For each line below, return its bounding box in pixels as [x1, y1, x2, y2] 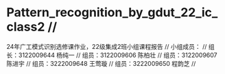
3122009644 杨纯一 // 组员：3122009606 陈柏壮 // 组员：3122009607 [18, 51, 217, 59]
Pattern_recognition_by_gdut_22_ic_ [6, 5, 218, 20]
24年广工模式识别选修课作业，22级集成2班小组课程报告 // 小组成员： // [6, 42, 207, 50]
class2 [6, 19, 45, 35]
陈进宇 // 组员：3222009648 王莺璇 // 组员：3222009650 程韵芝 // [6, 59, 196, 67]
